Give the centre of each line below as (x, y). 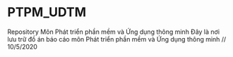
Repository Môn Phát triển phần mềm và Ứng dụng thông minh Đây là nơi (114, 32)
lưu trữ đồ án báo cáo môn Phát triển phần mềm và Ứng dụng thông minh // (117, 39)
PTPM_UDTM (47, 12)
